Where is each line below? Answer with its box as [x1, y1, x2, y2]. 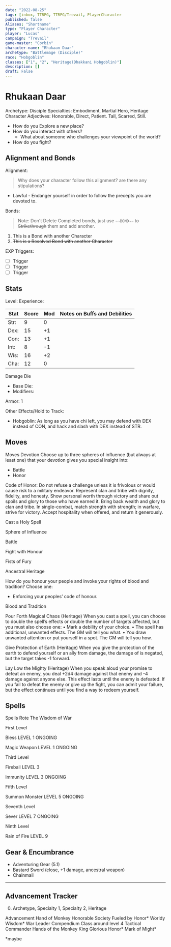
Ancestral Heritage [5, 568, 45, 574]
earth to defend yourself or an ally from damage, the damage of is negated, [5, 649, 164, 656]
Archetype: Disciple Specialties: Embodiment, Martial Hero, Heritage [5, 107, 149, 113]
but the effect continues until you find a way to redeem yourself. [5, 687, 140, 693]
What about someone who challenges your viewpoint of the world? [20, 133, 161, 140]
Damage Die [5, 373, 32, 379]
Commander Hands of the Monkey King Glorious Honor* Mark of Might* [5, 926, 157, 932]
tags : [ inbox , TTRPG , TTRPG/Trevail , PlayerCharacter [5, 12, 122, 17]
